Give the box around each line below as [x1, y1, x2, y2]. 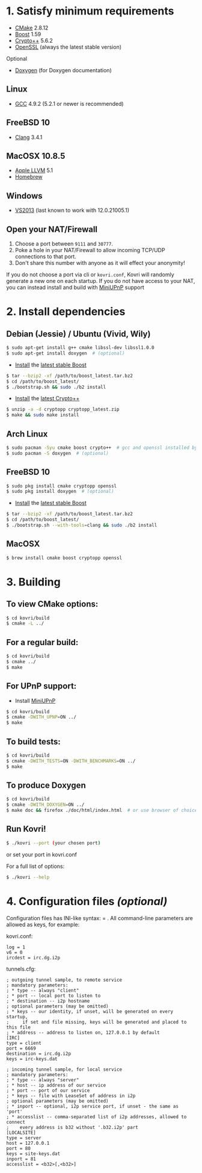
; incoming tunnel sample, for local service [6, 1066, 122, 1072]
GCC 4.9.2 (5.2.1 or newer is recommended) [14, 100, 124, 107]
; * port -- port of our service [6, 1088, 90, 1094]
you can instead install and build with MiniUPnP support [6, 284, 144, 291]
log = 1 [6, 944, 26, 950]
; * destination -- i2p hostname [6, 998, 90, 1004]
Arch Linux [6, 429, 48, 439]
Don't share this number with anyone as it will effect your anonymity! [14, 259, 185, 266]
